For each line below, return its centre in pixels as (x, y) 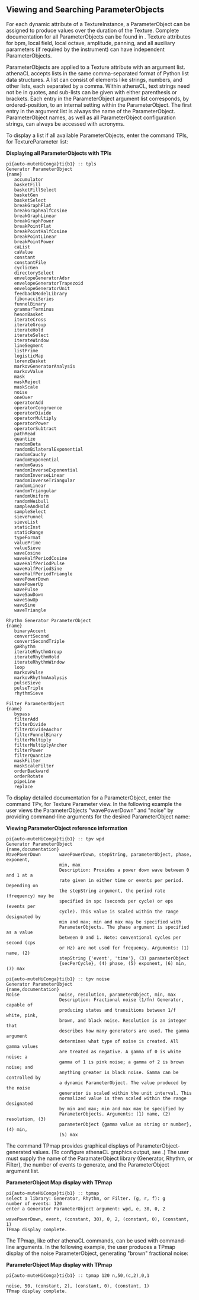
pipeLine (25, 781)
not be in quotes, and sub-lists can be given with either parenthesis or (92, 92)
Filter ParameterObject (36, 703)
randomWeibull (31, 501)
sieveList (26, 522)
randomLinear (30, 486)
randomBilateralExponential (49, 449)
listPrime (26, 351)
